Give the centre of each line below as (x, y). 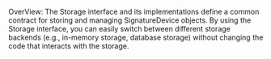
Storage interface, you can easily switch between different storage (119, 29)
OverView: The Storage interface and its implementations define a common (134, 12)
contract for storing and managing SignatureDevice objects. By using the (130, 20)
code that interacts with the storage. (69, 46)
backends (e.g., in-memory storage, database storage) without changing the (136, 37)
